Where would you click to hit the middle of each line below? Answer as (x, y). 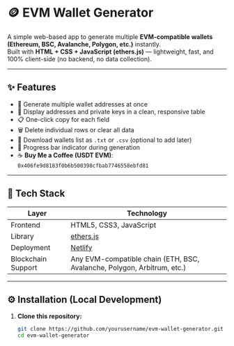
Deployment (31, 247)
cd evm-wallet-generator (53, 336)
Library (22, 236)
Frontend (25, 225)
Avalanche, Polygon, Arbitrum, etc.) (128, 267)
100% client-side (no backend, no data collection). (79, 58)
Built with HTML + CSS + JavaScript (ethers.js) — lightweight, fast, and (110, 52)
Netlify (81, 247)
